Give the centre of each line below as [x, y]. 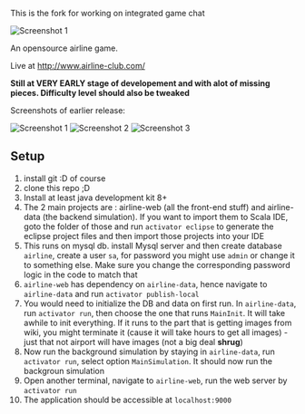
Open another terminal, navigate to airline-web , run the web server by [155, 380]
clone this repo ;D [56, 188]
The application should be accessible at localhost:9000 [128, 400]
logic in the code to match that [80, 274]
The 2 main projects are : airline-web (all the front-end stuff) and [144, 207]
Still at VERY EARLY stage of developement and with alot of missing [140, 83]
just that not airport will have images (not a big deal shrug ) [133, 342]
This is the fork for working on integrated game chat [108, 13]
